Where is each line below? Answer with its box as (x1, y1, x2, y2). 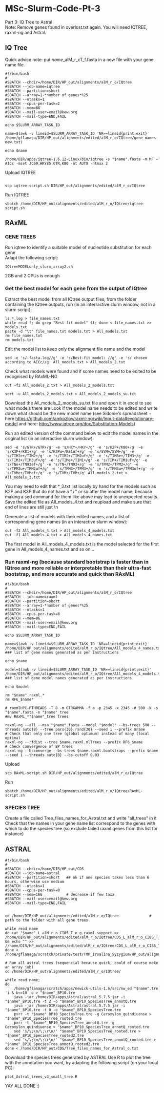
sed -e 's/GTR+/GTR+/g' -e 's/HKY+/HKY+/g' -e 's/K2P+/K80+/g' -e (5, 445, 143, 450)
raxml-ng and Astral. (5, 29, 46, 35)
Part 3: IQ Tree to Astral (5, 19, 53, 25)
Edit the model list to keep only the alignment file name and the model (5, 346, 145, 352)
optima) (5, 736, 21, 740)
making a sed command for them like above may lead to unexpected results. (5, 494, 159, 500)
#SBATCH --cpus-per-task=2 (5, 101, 60, 106)
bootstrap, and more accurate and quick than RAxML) (5, 570, 135, 577)
